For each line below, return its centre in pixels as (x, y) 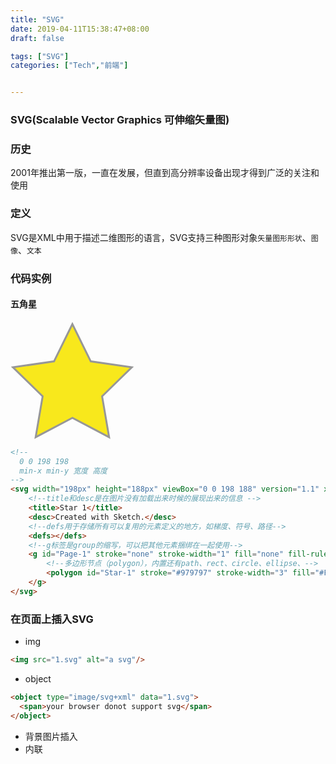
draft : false (37, 38)
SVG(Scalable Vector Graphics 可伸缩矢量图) (120, 120)
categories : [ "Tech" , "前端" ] (69, 66)
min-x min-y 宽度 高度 (63, 471)
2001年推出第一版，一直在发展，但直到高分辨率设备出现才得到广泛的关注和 (165, 173)
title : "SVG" (37, 19)
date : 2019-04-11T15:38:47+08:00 (80, 29)
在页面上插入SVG (52, 619)
